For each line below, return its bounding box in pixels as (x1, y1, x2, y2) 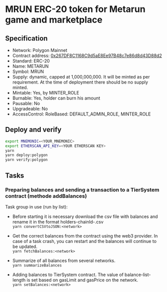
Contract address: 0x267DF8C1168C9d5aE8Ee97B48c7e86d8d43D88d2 (12, 52, 162, 58)
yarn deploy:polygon (5, 152, 48, 158)
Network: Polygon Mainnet (12, 47, 67, 53)
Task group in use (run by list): (5, 203, 68, 209)
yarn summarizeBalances (12, 262, 62, 268)
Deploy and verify (5, 125, 62, 134)
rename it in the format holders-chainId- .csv (12, 218, 104, 224)
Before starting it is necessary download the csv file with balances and (12, 213, 158, 219)
